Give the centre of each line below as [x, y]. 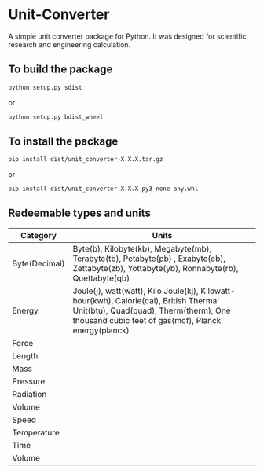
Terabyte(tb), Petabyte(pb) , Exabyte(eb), [149, 259]
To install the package [63, 141]
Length [25, 355]
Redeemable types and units [79, 213]
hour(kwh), [93, 300]
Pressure [29, 381]
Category [39, 235]
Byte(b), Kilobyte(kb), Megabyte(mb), [142, 248]
